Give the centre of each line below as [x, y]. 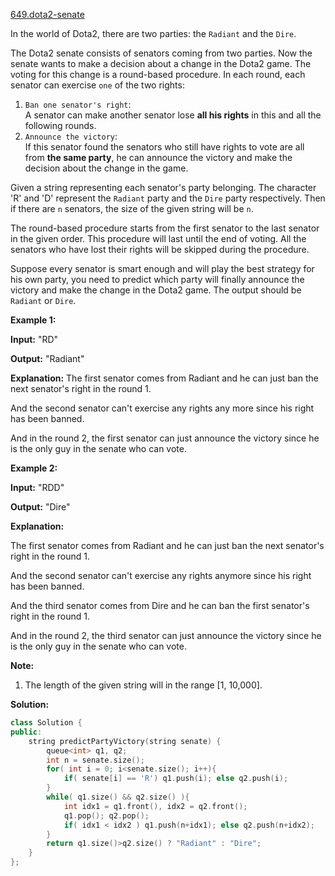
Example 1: [33, 320]
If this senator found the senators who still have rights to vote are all [164, 147]
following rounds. [60, 125]
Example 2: [34, 468]
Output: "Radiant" [47, 358]
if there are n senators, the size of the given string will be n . [132, 208]
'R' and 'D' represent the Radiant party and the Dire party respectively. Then [168, 198]
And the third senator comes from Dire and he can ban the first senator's [160, 605]
